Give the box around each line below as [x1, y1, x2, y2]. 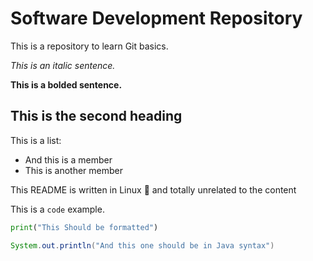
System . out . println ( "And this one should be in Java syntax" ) [10, 240, 275, 251]
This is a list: [10, 134, 62, 146]
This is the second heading [10, 108, 183, 125]
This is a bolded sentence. [10, 78, 123, 91]
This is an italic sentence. [10, 59, 116, 71]
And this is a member [24, 153, 113, 166]
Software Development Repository [10, 7, 303, 30]
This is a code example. [10, 203, 105, 215]
